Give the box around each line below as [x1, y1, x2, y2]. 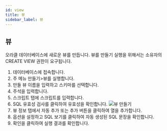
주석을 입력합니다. [12, 88, 49, 95]
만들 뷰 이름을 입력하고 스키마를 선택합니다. [12, 82, 99, 88]
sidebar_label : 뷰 [5, 17, 43, 22]
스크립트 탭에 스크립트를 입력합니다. [12, 95, 84, 101]
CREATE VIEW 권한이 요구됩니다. [5, 58, 73, 64]
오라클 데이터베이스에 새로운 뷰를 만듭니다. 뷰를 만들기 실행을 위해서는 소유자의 [5, 52, 162, 58]
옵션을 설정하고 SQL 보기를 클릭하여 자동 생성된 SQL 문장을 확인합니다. [12, 114, 155, 120]
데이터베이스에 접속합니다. [12, 69, 65, 75]
